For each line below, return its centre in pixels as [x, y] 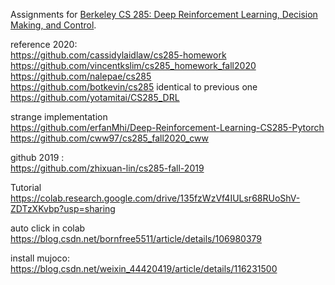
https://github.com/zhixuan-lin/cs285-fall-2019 [107, 168]
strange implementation [59, 117]
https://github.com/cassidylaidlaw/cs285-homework [118, 55]
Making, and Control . [53, 25]
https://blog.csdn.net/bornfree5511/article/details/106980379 [136, 238]
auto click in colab [48, 228]
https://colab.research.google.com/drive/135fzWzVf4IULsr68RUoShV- [155, 198]
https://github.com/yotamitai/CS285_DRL [95, 97]
